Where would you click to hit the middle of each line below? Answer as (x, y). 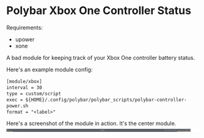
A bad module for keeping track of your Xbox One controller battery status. (101, 57)
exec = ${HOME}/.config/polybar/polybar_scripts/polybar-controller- (97, 100)
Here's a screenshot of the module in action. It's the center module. (91, 123)
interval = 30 (24, 87)
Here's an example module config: (49, 69)
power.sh (17, 106)
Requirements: (24, 27)
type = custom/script (34, 93)
